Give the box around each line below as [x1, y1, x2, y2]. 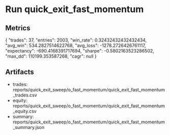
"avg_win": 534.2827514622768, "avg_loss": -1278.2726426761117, [5, 42, 146, 49]
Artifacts [5, 68, 34, 76]
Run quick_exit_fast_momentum [5, 4, 144, 15]
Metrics [5, 24, 31, 32]
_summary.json [12, 124, 45, 130]
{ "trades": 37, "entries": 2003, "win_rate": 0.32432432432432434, [5, 37, 147, 43]
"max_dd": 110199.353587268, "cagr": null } [5, 53, 97, 59]
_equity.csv [12, 108, 37, 114]
